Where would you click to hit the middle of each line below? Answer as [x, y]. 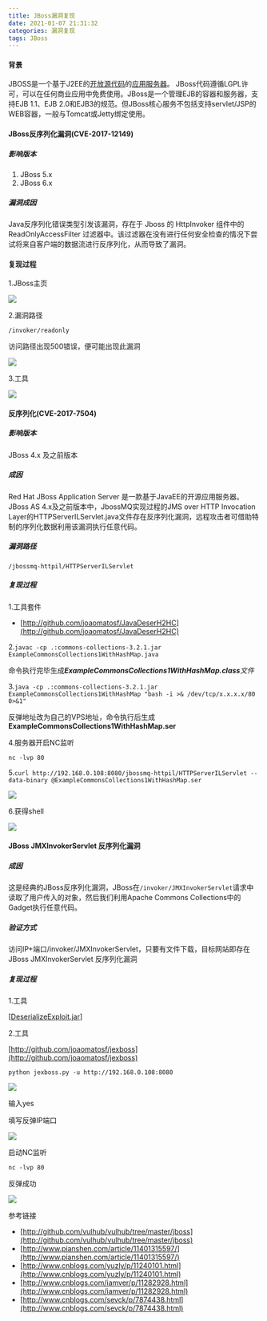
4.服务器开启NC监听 [41, 742]
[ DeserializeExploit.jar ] [46, 1017]
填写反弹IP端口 [33, 1121]
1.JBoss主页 [28, 283]
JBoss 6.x [36, 183]
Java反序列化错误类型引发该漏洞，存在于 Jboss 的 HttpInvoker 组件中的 [126, 224]
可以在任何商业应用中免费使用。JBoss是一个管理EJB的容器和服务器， [137, 94]
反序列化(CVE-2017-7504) [53, 413]
